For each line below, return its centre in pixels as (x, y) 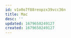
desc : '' (14, 19)
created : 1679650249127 (30, 28)
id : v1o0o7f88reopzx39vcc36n (35, 10)
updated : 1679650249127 (30, 23)
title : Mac (16, 14)
